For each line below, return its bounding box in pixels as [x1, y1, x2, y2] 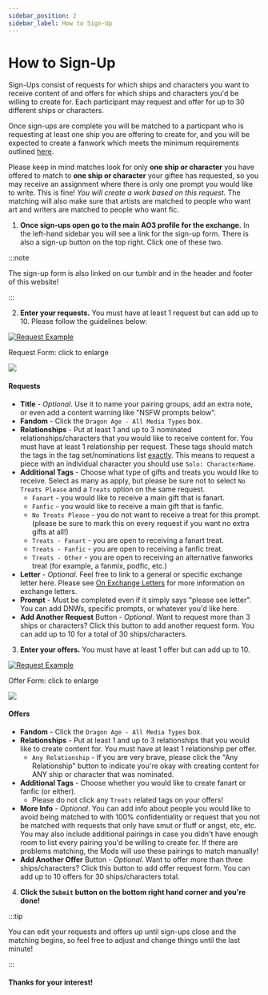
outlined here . [8, 147, 54, 156]
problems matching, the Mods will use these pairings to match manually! [19, 846, 259, 855]
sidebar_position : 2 [8, 11, 78, 20]
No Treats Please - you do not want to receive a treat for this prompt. [31, 510, 261, 520]
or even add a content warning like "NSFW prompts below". [19, 407, 217, 417]
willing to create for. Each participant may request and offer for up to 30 [8, 97, 246, 107]
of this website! [8, 277, 59, 287]
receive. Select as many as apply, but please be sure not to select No [19, 475, 246, 485]
